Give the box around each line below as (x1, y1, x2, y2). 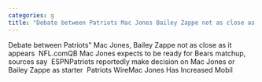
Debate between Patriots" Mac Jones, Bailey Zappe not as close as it (8, 40, 232, 49)
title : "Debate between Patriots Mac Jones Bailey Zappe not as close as (8, 19, 256, 27)
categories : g (8, 11, 55, 20)
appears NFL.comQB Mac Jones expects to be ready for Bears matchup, (8, 48, 246, 58)
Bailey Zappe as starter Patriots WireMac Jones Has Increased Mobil (8, 65, 234, 74)
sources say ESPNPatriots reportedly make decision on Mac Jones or (8, 56, 235, 66)
